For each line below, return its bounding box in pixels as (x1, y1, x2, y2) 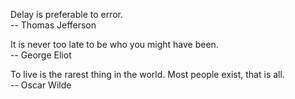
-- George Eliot (10, 49, 72, 61)
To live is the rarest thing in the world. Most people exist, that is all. (10, 69, 285, 80)
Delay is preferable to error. (10, 9, 124, 20)
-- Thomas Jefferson (10, 19, 97, 31)
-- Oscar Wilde (10, 79, 72, 91)
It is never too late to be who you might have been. (10, 39, 219, 50)
